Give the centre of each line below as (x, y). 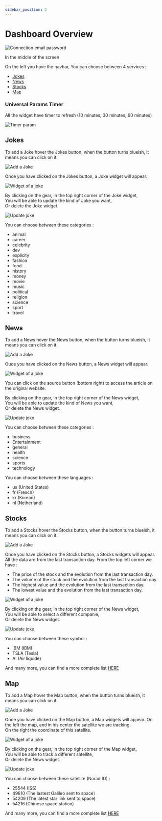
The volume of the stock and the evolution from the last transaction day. (85, 580)
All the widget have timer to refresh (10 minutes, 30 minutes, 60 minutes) (79, 115)
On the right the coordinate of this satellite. (48, 730)
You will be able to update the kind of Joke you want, (58, 200)
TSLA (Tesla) (25, 653)
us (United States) (30, 487)
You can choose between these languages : (49, 478)
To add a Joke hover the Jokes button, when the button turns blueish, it (77, 152)
